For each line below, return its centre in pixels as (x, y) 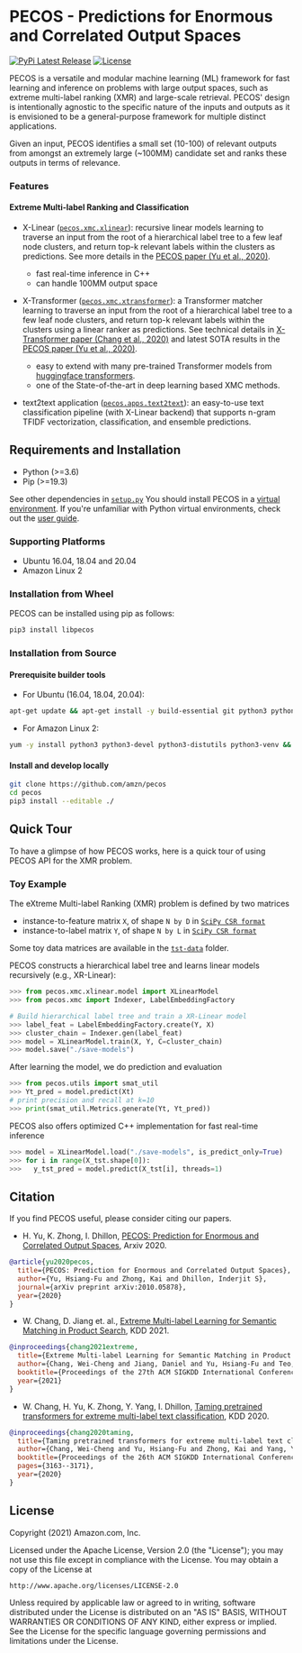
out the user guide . (44, 518)
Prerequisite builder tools (58, 674)
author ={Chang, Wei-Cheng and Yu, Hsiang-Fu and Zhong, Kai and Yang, (152, 1449)
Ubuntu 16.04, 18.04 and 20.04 (79, 562)
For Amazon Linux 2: (61, 728)
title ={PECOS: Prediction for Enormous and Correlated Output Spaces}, (155, 1271)
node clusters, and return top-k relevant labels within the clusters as (149, 247)
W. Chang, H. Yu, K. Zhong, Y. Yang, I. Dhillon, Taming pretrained (142, 1406)
